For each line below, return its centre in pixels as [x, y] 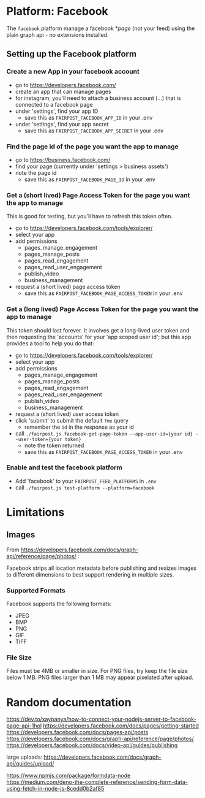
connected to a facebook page [54, 104]
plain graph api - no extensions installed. [58, 34]
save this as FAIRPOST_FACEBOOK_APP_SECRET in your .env [94, 131]
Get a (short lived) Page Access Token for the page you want [98, 195]
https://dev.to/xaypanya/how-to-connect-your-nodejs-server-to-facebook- [102, 719]
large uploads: [24, 757]
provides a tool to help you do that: [50, 343]
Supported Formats [36, 590]
